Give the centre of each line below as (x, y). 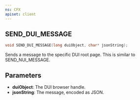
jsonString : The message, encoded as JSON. (58, 92)
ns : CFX (13, 10)
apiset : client (21, 14)
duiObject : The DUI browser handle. (49, 87)
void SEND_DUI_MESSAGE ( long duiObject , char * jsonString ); (67, 45)
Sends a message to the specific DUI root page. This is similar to (70, 55)
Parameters (23, 75)
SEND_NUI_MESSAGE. (28, 60)
